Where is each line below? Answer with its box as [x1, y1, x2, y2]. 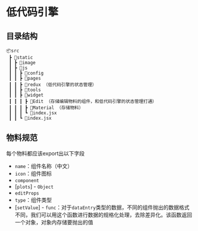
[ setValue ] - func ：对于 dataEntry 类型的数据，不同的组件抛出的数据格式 [14, 204, 190, 211]
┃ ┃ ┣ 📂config [8, 70, 44, 76]
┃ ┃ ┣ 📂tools [8, 87, 42, 93]
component [14, 177, 40, 183]
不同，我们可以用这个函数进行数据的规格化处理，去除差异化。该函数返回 [14, 211, 192, 218]
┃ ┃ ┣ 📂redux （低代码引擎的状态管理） [8, 82, 97, 88]
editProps [14, 190, 40, 196]
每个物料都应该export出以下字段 [6, 149, 85, 157]
